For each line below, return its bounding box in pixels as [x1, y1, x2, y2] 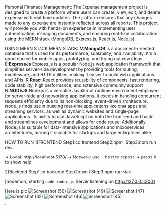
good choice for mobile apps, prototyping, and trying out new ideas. [5, 56, 144, 61]
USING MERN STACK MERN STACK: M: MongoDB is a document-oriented [5, 46, 155, 51]
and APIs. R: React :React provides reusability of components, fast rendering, [5, 77, 161, 83]
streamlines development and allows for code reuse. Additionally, [14, 119, 147, 125]
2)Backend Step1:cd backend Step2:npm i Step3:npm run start [5, 169, 132, 175]
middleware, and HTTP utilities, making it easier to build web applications [5, 72, 154, 77]
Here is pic [5, 188, 27, 194]
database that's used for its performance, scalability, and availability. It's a [5, 51, 156, 56]
